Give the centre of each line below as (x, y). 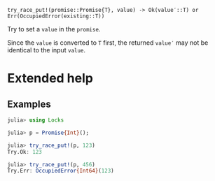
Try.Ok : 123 (25, 152)
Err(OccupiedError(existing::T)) (56, 16)
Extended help (50, 79)
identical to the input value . (47, 50)
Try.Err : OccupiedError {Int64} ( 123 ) (61, 171)
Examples (29, 104)
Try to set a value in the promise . (54, 29)
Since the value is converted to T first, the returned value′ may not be (108, 43)
